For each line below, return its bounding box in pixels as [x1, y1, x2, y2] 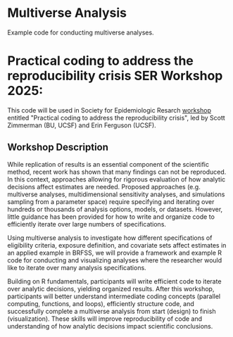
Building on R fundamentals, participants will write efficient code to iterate [7, 276, 222, 286]
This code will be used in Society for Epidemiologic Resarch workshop [7, 106, 211, 114]
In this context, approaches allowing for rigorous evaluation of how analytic [7, 174, 226, 184]
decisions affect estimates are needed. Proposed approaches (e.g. [7, 182, 201, 191]
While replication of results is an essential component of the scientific [7, 160, 210, 168]
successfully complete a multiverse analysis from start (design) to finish [7, 307, 216, 315]
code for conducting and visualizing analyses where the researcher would [7, 255, 222, 265]
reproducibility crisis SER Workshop [7, 68, 223, 84]
